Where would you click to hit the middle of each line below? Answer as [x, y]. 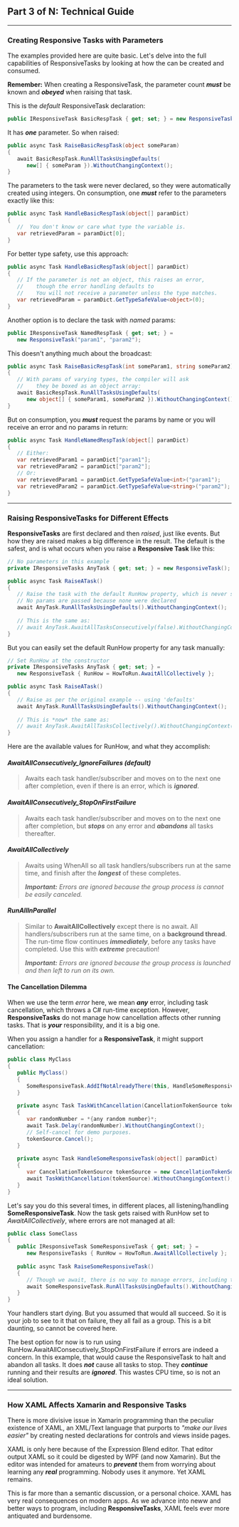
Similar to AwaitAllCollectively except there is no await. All [111, 926]
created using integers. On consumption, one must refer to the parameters [117, 193]
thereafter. [40, 833]
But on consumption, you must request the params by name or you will [111, 420]
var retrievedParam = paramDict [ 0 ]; [71, 233]
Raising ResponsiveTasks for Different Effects [88, 518]
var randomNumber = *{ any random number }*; [92, 1119]
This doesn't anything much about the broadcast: [80, 353]
